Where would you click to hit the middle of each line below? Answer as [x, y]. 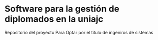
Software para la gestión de [62, 9]
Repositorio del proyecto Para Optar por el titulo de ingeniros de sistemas [79, 32]
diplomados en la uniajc [54, 19]
